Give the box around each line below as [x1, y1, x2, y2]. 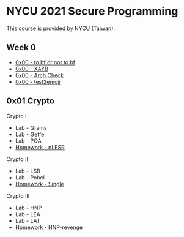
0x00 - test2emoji [15, 78, 61, 85]
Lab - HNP [15, 204, 42, 211]
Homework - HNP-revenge [15, 224, 83, 231]
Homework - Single [15, 180, 64, 187]
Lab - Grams [15, 124, 47, 131]
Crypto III [6, 192, 30, 200]
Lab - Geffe [15, 130, 45, 138]
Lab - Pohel [15, 173, 45, 181]
